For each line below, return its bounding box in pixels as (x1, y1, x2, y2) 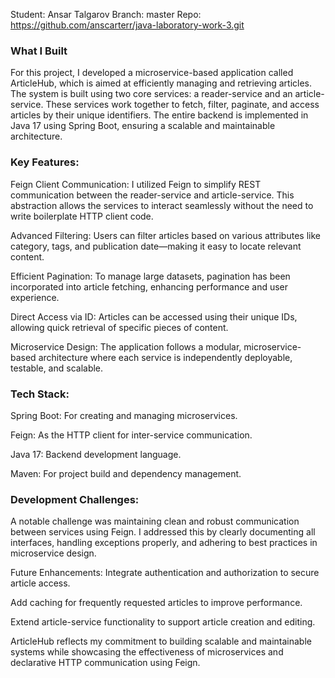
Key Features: (10, 155, 80, 169)
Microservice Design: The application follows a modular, (10, 340, 242, 353)
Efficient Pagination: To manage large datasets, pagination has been (10, 270, 291, 282)
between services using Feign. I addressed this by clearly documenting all (10, 526, 316, 538)
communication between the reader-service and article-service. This (10, 189, 295, 201)
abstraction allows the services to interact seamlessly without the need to (10, 199, 314, 211)
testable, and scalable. (10, 362, 104, 374)
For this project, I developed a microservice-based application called (10, 67, 294, 79)
